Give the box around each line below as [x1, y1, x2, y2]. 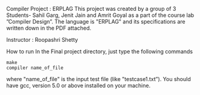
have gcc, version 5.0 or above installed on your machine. [6, 82, 151, 89]
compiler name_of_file [6, 65, 64, 71]
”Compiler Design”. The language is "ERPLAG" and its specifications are [6, 18, 186, 25]
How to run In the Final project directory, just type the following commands [6, 48, 193, 55]
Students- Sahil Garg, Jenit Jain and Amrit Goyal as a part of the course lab [6, 11, 195, 19]
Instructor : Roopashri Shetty [6, 36, 78, 43]
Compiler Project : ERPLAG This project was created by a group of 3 [6, 5, 176, 12]
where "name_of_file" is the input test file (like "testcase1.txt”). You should [6, 76, 191, 82]
